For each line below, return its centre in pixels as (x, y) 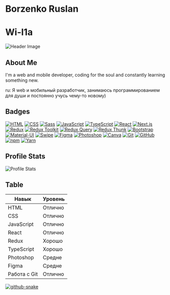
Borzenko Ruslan (42, 9)
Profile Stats (25, 156)
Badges (18, 112)
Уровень (54, 199)
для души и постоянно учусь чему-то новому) (56, 96)
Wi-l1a (19, 32)
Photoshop (21, 258)
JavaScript (21, 224)
